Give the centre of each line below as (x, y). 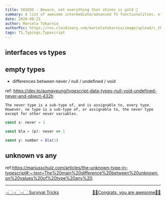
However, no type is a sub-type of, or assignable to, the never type (79, 110)
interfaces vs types (36, 53)
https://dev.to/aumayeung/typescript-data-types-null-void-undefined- (85, 91)
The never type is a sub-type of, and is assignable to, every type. (78, 105)
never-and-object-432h (29, 96)
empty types (25, 69)
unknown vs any (31, 156)
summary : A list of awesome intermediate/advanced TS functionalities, (80, 14)
